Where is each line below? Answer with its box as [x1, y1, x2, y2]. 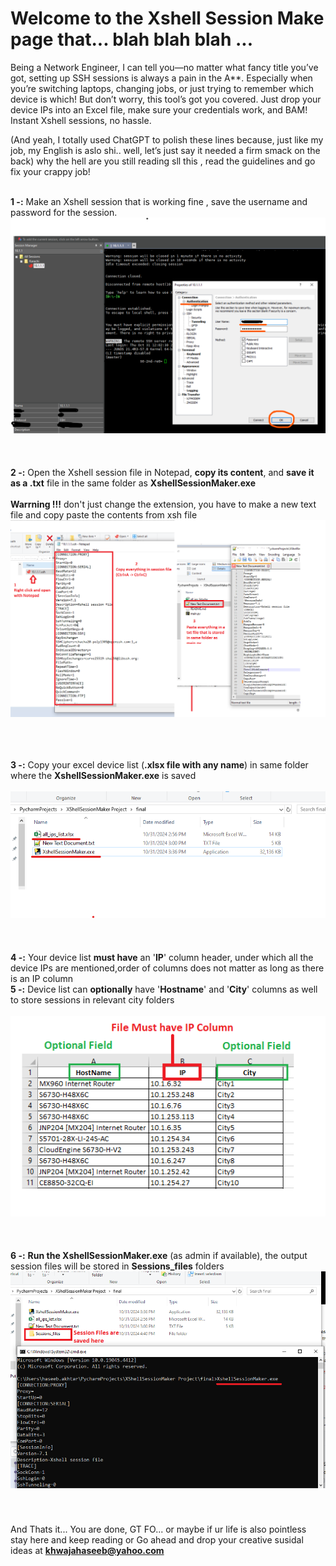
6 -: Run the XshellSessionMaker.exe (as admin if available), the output [10, 1249, 308, 1261]
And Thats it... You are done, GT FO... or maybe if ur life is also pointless [10, 1523, 307, 1536]
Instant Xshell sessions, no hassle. [10, 114, 152, 126]
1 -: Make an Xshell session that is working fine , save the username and [10, 195, 308, 207]
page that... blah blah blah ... [10, 28, 253, 51]
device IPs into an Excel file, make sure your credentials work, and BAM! [10, 103, 308, 116]
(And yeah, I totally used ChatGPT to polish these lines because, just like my [10, 133, 324, 146]
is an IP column [10, 973, 74, 985]
